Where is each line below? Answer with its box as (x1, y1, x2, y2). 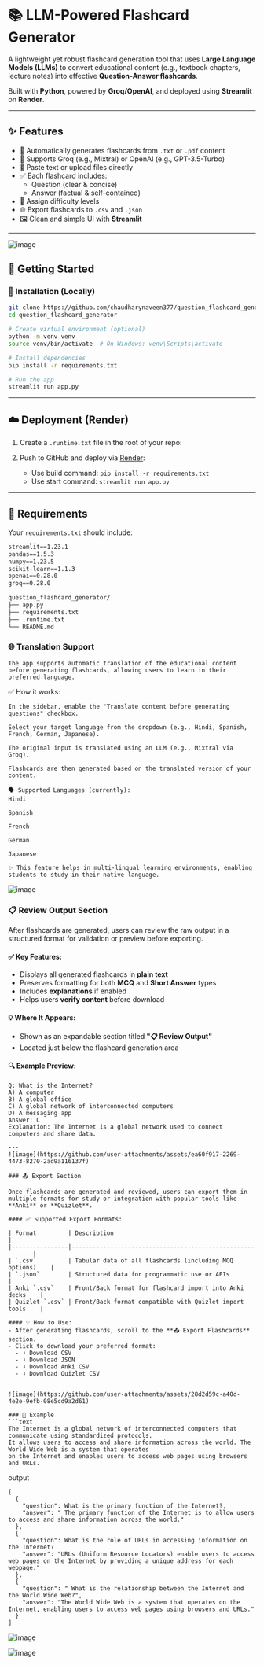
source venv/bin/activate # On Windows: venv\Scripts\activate (8, 340, 223, 348)
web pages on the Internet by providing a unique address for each (8, 1556, 234, 1565)
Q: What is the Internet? (8, 1081, 93, 1089)
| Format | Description (8, 1228, 114, 1237)
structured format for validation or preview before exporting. (8, 934, 203, 944)
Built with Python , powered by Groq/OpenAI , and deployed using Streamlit (8, 86, 253, 95)
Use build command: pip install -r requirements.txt (31, 469, 210, 478)
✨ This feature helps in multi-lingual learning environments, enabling (8, 864, 253, 871)
